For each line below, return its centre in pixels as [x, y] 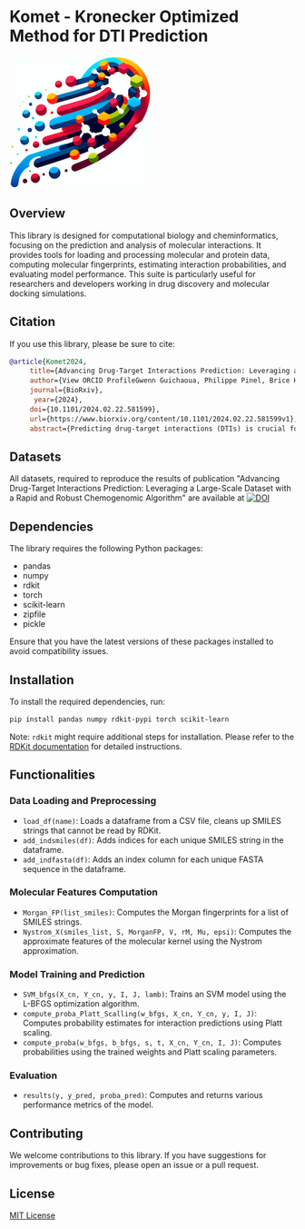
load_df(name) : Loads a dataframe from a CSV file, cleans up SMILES [152, 820]
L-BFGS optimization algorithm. [81, 1004]
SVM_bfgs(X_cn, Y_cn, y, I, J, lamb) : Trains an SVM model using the [154, 994]
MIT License [33, 1215]
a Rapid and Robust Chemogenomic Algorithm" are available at [127, 498]
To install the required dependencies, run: [88, 702]
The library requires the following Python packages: [106, 549]
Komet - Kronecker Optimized [124, 17]
